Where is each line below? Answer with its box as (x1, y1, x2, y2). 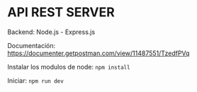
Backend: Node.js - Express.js (7, 28, 96, 36)
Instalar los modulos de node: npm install (7, 62, 130, 71)
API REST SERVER (7, 4, 115, 21)
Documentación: (7, 41, 56, 50)
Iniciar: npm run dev (7, 76, 64, 85)
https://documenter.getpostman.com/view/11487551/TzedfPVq (7, 49, 190, 57)
